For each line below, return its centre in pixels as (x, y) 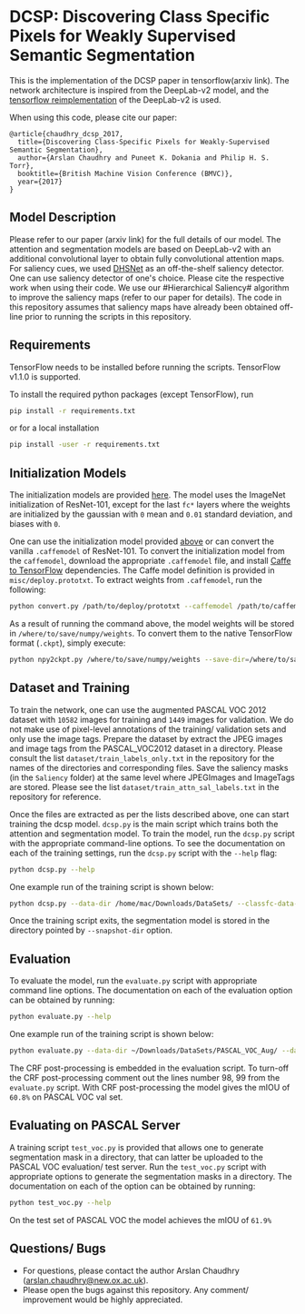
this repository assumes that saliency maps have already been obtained (144, 307)
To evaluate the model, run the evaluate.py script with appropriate (133, 981)
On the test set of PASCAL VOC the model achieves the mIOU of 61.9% (141, 1220)
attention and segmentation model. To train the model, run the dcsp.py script (152, 834)
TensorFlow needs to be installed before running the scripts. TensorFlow (145, 367)
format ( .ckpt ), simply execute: (68, 643)
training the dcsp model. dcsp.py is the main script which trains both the (144, 824)
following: (28, 590)
